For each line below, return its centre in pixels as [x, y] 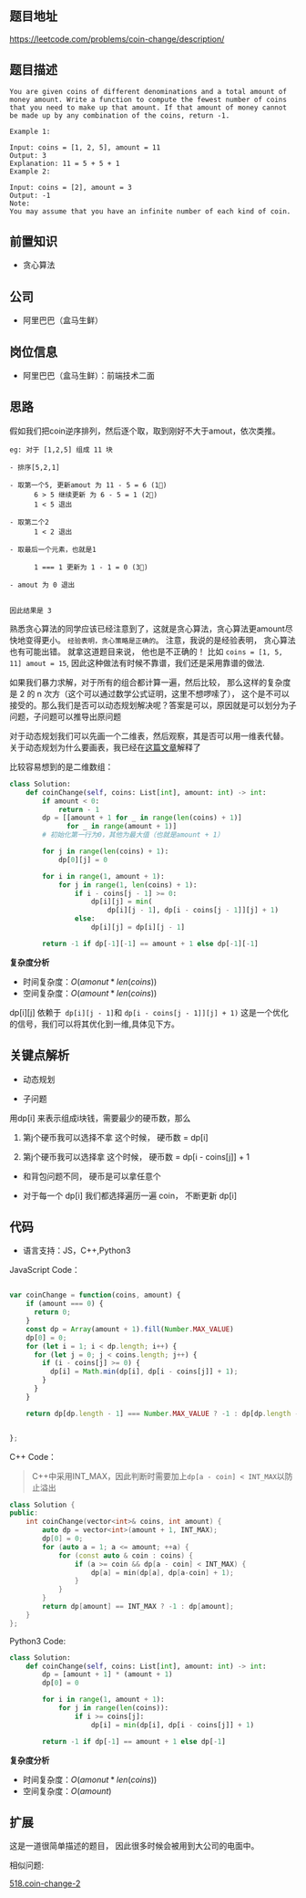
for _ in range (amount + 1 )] [122, 827]
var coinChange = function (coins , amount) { [95, 1295]
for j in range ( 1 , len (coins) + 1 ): [127, 885]
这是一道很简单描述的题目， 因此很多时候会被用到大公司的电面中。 [134, 1846]
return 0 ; [52, 1312]
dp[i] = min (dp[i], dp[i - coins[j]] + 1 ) [173, 1725]
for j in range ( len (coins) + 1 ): [106, 851]
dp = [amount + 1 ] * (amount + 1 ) [107, 1674]
